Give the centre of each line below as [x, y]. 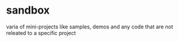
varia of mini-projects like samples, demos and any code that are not [89, 27]
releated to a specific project [41, 33]
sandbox [28, 10]
